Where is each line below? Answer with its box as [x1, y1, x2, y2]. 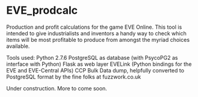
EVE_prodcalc [6, 4, 78, 17]
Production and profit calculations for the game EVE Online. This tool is [6, 23, 182, 31]
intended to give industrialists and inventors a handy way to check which [6, 29, 187, 37]
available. [6, 43, 30, 50]
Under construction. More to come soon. [6, 84, 107, 92]
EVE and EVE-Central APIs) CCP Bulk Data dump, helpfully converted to [6, 66, 185, 74]
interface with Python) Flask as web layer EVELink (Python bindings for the [6, 60, 192, 68]
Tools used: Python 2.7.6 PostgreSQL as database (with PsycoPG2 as [6, 54, 178, 61]
